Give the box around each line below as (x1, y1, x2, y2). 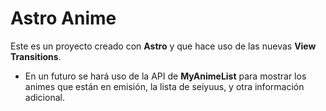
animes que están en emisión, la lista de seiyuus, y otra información (24, 80, 305, 92)
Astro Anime (10, 7, 117, 30)
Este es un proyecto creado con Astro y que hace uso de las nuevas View (10, 40, 317, 52)
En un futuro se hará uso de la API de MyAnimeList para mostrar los (24, 70, 307, 82)
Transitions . (10, 50, 62, 62)
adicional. (24, 91, 65, 103)
